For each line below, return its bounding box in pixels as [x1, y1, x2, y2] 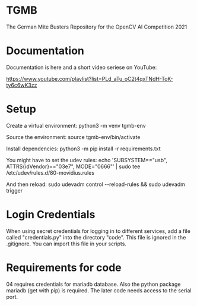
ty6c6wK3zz [6, 81, 37, 89]
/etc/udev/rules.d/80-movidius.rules [6, 169, 95, 176]
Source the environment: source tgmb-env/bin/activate [6, 133, 141, 140]
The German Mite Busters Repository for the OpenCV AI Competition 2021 [6, 23, 188, 30]
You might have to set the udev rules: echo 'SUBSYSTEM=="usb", [6, 156, 168, 163]
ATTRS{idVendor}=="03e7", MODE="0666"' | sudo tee [6, 163, 141, 170]
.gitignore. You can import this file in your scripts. [6, 240, 126, 247]
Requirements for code [6, 261, 122, 274]
